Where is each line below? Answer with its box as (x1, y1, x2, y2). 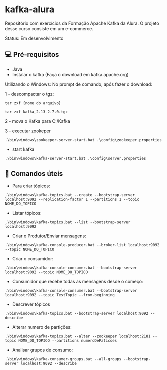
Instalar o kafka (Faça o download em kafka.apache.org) (12, 71, 129, 77)
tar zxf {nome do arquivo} (5, 100, 61, 106)
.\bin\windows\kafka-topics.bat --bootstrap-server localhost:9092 (5, 311, 149, 316)
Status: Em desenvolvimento (5, 35, 64, 41)
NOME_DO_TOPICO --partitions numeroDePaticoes (18, 338, 117, 343)
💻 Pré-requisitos (5, 50, 59, 59)
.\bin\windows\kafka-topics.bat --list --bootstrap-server (5, 219, 131, 225)
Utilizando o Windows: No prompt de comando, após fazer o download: (5, 81, 152, 87)
